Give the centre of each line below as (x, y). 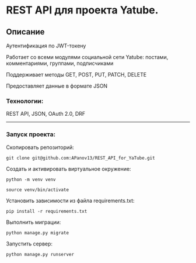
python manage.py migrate (37, 233)
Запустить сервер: (29, 244)
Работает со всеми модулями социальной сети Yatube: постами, (87, 57)
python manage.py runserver (40, 254)
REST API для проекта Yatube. (82, 10)
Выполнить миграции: (34, 222)
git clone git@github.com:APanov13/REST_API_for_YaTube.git (81, 158)
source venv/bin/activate (37, 190)
